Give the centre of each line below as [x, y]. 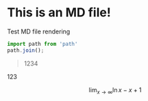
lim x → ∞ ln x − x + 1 [115, 90]
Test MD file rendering [39, 31]
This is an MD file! [59, 13]
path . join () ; [26, 50]
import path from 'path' [42, 44]
